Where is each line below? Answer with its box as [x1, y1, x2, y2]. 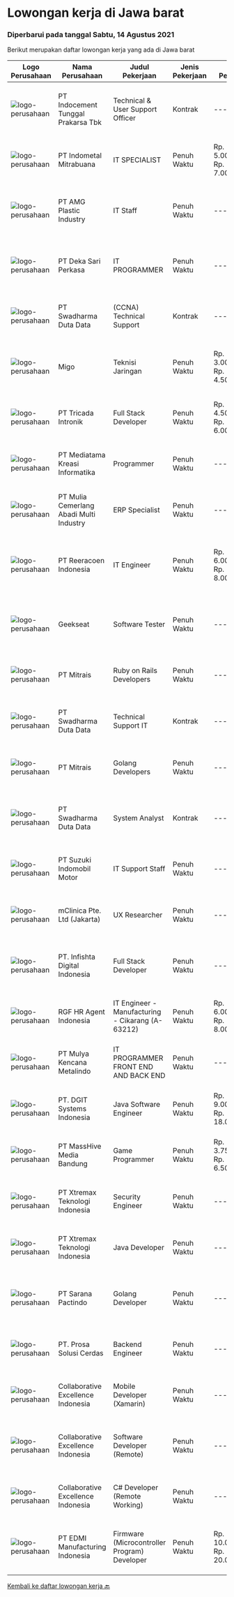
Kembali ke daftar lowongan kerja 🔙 [7, 1582, 110, 1590]
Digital [58, 961, 79, 971]
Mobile [113, 1381, 136, 1391]
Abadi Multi [58, 510, 96, 520]
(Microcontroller [113, 1538, 166, 1547]
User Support [113, 105, 157, 115]
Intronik [58, 417, 84, 427]
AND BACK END [113, 1070, 166, 1080]
